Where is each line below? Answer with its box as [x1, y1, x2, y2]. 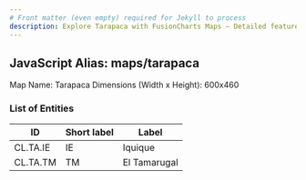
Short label [65, 125, 114, 138]
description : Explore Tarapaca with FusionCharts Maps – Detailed [9, 22, 267, 31]
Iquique [122, 141, 155, 154]
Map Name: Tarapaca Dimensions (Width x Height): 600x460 [9, 79, 240, 91]
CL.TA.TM [14, 155, 57, 168]
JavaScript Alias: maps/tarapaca [9, 55, 200, 71]
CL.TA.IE [14, 141, 51, 154]
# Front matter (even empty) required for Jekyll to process [9, 13, 247, 23]
